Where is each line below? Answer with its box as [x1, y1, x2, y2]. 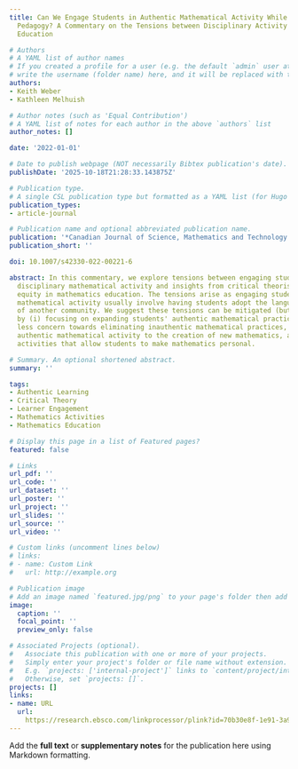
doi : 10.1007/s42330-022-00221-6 [9, 258, 133, 266]
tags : [9, 379, 29, 389]
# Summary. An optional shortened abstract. [9, 355, 176, 364]
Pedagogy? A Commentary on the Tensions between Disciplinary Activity [17, 21, 288, 30]
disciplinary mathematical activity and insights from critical [17, 281, 260, 290]
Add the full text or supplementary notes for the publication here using [9, 740, 272, 750]
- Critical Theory [9, 396, 77, 405]
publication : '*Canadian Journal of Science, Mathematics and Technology [9, 233, 288, 242]
